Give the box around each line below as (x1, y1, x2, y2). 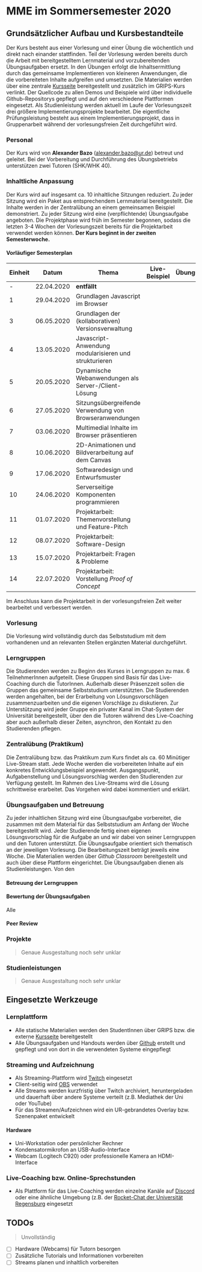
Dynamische (76, 366, 111, 375)
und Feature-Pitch (76, 522, 128, 531)
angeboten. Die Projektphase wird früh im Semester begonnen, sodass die (6, 216, 191, 224)
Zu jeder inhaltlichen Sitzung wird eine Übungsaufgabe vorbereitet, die (6, 814, 182, 821)
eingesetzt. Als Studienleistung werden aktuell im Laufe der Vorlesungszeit (6, 102, 192, 109)
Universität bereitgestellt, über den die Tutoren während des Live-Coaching (6, 712, 194, 720)
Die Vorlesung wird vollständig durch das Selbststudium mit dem (6, 632, 167, 640)
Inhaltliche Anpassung (6, 177, 74, 186)
